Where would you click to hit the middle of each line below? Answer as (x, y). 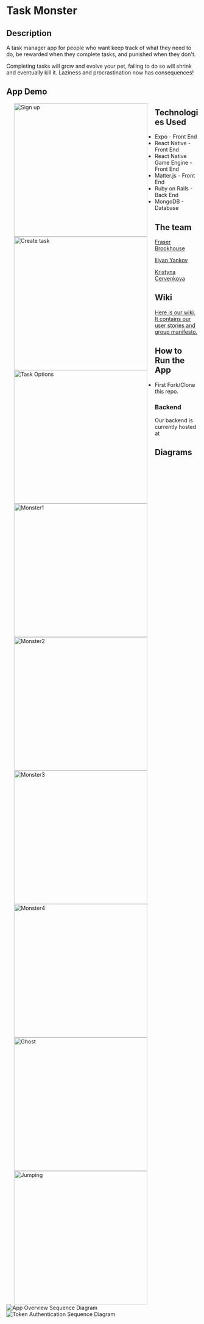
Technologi (177, 113)
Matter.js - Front (175, 176)
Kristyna (165, 272)
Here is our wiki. (175, 312)
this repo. (167, 391)
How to (169, 351)
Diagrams (174, 452)
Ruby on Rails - (174, 189)
